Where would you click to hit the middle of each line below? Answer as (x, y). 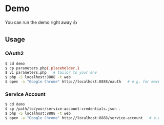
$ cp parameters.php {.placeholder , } (42, 68)
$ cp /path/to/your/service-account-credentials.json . (63, 109)
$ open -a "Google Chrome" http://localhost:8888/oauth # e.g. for (77, 82)
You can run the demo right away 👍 (41, 22)
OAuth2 (14, 53)
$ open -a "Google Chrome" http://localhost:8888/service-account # (78, 118)
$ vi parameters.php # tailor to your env (51, 73)
